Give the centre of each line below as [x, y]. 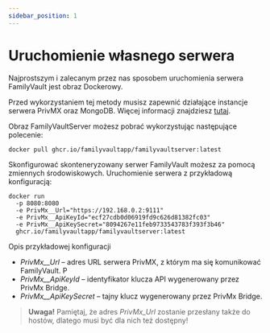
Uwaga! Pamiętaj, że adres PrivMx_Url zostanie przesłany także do [139, 311]
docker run [27, 196]
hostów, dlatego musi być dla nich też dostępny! [108, 320]
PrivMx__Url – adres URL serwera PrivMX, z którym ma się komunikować [141, 261]
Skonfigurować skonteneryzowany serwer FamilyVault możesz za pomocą [132, 164]
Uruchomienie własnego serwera [122, 55]
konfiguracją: [30, 181]
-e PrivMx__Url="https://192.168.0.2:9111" [89, 210]
